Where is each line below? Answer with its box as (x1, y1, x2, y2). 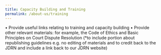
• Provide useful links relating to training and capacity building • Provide (5, 24, 149, 30)
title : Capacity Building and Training (5, 7, 86, 12)
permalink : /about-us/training (5, 11, 68, 16)
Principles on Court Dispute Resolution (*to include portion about (5, 34, 135, 41)
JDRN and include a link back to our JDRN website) (5, 45, 108, 51)
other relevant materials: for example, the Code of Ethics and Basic (5, 30, 139, 35)
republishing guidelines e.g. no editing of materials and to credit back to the (5, 40, 156, 45)
